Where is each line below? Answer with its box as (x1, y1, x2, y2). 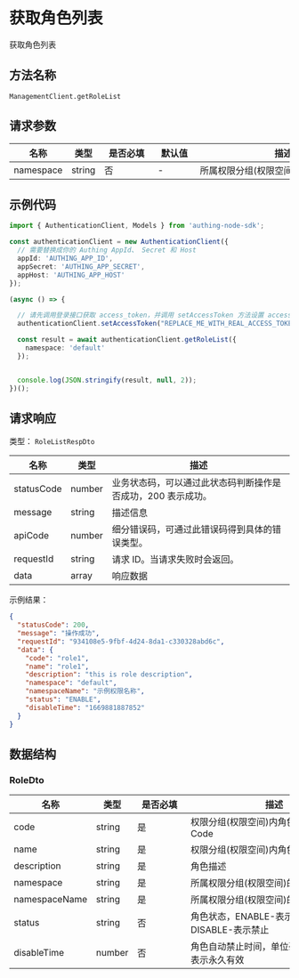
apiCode (13, 529, 50, 542)
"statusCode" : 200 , (17, 620, 90, 630)
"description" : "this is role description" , (25, 670, 193, 679)
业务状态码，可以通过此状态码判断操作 (111, 477, 273, 489)
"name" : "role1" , (25, 662, 90, 671)
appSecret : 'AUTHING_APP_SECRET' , (17, 262, 145, 271)
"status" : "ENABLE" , (25, 695, 101, 704)
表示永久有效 (190, 954, 245, 966)
